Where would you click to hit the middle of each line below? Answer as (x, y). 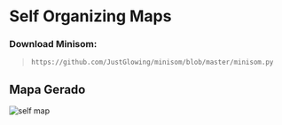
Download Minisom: (53, 44)
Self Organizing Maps (90, 16)
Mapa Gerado (47, 89)
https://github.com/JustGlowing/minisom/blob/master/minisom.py (152, 62)
